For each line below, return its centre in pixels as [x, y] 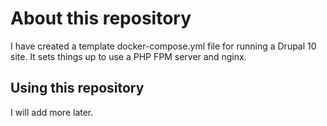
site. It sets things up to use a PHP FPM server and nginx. [128, 56]
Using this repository [77, 88]
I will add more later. [52, 112]
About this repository [101, 18]
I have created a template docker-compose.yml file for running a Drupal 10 [163, 46]
